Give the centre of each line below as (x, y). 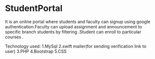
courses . (14, 37)
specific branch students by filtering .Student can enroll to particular (73, 32)
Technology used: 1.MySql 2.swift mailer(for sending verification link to (76, 46)
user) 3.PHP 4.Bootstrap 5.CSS (36, 51)
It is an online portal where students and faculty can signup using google (78, 22)
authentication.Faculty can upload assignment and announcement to (74, 26)
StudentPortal (34, 8)
